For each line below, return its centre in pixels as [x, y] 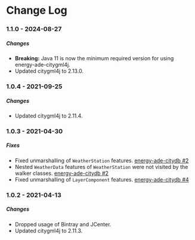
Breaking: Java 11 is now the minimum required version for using [94, 59]
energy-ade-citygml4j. [42, 65]
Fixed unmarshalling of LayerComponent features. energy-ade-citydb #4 [102, 179]
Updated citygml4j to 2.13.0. [49, 71]
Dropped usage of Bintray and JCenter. [63, 224]
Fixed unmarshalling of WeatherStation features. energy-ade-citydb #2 [102, 160]
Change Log [37, 10]
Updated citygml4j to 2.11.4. [49, 116]
